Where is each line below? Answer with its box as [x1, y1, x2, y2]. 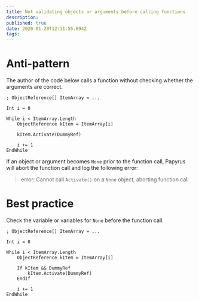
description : [6, 14, 39, 20]
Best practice [6, 197, 74, 211]
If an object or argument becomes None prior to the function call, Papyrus [6, 158, 186, 165]
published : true [6, 20, 47, 26]
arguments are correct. [6, 83, 63, 91]
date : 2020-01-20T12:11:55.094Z [6, 25, 87, 32]
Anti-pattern [6, 57, 70, 71]
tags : [6, 31, 20, 37]
